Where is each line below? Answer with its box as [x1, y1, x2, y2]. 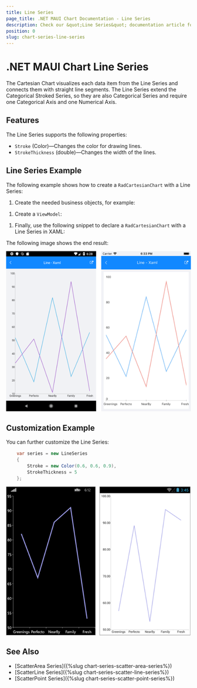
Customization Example [6, 423, 95, 433]
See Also [6, 647, 39, 657]
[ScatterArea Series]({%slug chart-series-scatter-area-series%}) [14, 662, 172, 669]
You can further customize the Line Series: [6, 438, 110, 446]
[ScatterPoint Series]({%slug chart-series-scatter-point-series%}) [14, 674, 175, 682]
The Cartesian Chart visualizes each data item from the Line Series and [6, 80, 178, 87]
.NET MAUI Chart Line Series [6, 61, 149, 73]
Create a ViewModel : [14, 210, 63, 217]
